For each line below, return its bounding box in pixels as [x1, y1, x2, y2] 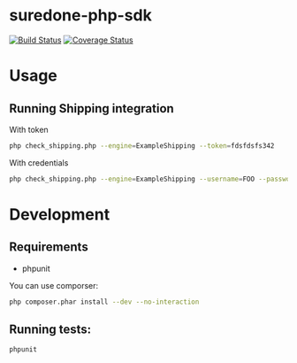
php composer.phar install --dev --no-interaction [9, 297, 200, 306]
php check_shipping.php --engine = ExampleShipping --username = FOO [9, 174, 255, 183]
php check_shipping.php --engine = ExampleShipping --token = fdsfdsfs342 [9, 141, 275, 151]
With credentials [9, 157, 69, 168]
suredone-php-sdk [9, 5, 152, 26]
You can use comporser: [9, 280, 99, 290]
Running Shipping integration [9, 101, 174, 116]
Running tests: [9, 321, 92, 336]
